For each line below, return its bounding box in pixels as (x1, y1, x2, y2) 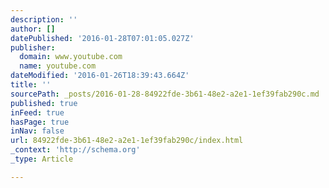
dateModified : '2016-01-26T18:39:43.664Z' (10, 71, 190, 81)
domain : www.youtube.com (19, 52, 123, 62)
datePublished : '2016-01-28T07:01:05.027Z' (10, 33, 195, 43)
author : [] (10, 24, 56, 34)
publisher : (10, 42, 56, 53)
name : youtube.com (19, 61, 97, 71)
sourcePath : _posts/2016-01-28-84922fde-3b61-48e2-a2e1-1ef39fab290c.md (10, 89, 320, 99)
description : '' (10, 14, 78, 25)
